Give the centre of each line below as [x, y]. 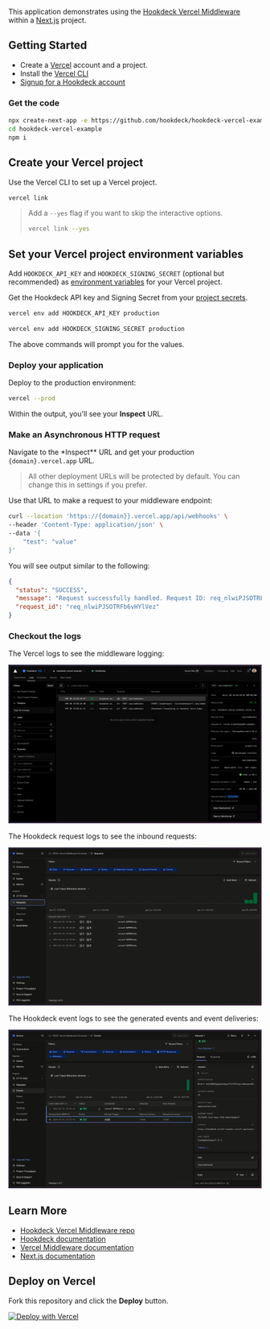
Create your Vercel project [76, 163]
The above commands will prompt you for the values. [96, 344]
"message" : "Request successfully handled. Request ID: [111, 598]
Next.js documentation [57, 1256]
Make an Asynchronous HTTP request [84, 434]
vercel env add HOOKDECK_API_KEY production [84, 313]
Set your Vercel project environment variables [126, 254]
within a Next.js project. [47, 20]
